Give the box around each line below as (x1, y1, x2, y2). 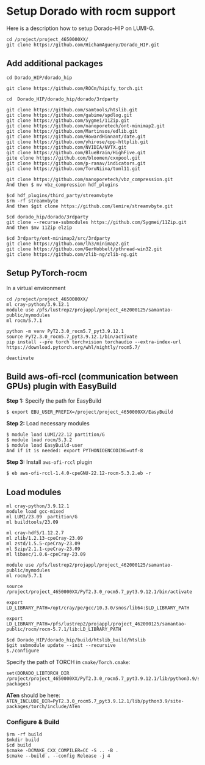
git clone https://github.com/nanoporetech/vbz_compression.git (6, 176, 173, 182)
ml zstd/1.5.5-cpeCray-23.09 (6, 540, 81, 547)
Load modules (6, 487, 62, 497)
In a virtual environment (6, 284, 66, 291)
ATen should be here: (6, 692, 61, 699)
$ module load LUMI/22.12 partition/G (6, 431, 105, 438)
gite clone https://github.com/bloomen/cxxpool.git (6, 155, 140, 161)
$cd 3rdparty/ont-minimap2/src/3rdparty (6, 235, 111, 241)
